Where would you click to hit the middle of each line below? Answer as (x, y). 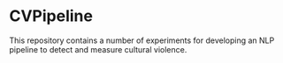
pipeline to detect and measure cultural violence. (98, 49)
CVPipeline (51, 16)
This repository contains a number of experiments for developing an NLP (142, 40)
